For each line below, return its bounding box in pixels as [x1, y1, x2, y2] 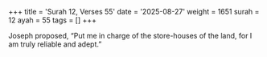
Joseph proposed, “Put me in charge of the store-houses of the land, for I [8, 31, 253, 40]
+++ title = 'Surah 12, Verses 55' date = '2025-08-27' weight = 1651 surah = [8, 7, 260, 16]
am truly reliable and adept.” [8, 39, 102, 49]
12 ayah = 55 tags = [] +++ [8, 15, 97, 25]
